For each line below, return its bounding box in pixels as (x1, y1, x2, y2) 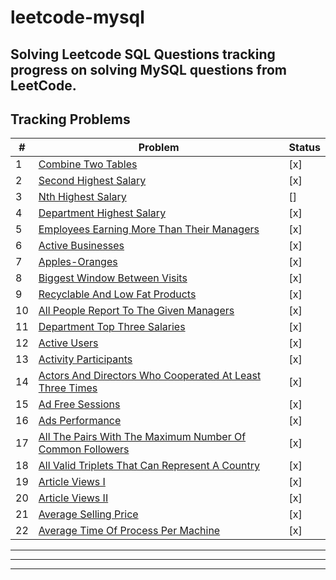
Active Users (38, 336, 99, 350)
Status (288, 141, 321, 155)
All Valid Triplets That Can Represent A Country (38, 459, 260, 473)
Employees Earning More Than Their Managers (38, 222, 260, 236)
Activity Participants (38, 352, 133, 366)
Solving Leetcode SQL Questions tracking (10, 46, 276, 63)
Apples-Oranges (38, 255, 118, 269)
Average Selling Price (38, 507, 139, 521)
